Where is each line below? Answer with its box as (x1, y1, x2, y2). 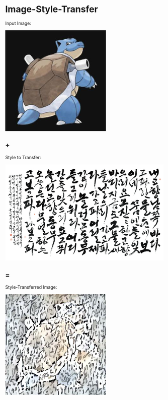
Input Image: (5, 20, 32, 26)
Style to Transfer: (5, 154, 41, 160)
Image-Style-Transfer (5, 4, 98, 15)
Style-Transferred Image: (5, 284, 57, 290)
